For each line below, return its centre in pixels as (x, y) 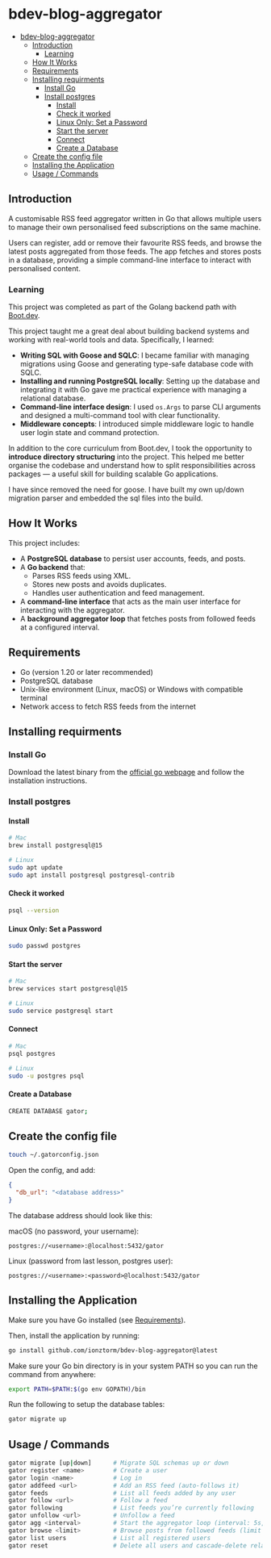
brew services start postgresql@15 (68, 989)
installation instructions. (48, 781)
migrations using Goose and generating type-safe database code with (137, 364)
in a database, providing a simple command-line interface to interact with (130, 260)
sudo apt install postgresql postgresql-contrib (92, 875)
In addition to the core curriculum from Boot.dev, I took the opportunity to (130, 448)
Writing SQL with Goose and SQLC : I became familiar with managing (135, 355)
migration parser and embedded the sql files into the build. (106, 498)
